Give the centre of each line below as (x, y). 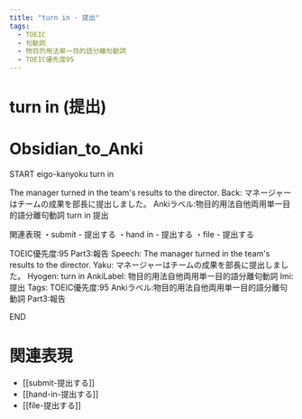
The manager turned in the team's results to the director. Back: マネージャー (150, 193)
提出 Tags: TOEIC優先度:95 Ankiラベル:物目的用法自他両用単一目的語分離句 (149, 288)
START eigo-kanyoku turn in (62, 174)
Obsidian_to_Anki (77, 149)
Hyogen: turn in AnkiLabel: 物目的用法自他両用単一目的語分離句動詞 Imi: (160, 276)
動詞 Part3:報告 (37, 299)
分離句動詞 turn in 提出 (67, 215)
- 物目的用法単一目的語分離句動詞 (72, 51)
